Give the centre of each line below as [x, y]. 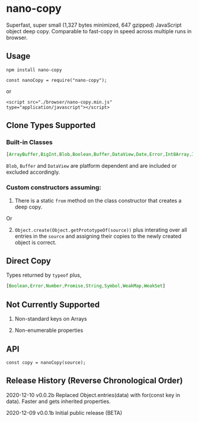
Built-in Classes [30, 142]
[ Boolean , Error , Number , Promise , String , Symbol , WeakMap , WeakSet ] [86, 286]
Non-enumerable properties [49, 330]
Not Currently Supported [53, 304]
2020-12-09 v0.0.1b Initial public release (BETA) [64, 413]
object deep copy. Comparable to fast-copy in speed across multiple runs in [99, 31]
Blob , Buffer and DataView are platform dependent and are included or [92, 166]
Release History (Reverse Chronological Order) [94, 381]
